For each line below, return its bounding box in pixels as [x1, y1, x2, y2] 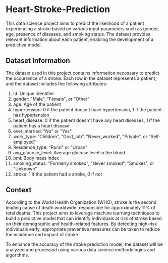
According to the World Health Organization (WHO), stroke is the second [6, 199, 157, 205]
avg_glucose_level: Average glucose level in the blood [13, 149, 126, 155]
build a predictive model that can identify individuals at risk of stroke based [6, 215, 162, 221]
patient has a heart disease [13, 122, 70, 128]
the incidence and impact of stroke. [6, 231, 80, 237]
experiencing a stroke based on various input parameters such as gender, [6, 25, 159, 31]
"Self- [148, 133, 161, 140]
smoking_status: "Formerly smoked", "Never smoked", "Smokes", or [13, 160, 154, 166]
